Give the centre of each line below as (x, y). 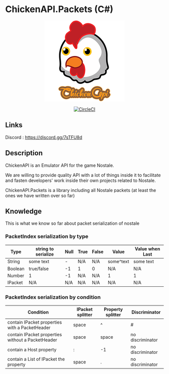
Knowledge (23, 211)
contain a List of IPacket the (36, 359)
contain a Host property (32, 349)
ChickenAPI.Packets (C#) (59, 9)
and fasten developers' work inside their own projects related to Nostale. (80, 180)
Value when (148, 249)
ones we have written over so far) (40, 196)
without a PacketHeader (32, 340)
